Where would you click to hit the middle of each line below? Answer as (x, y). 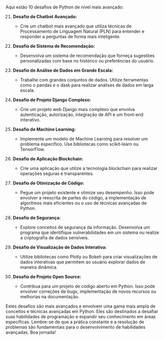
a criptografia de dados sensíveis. (54, 238)
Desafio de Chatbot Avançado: (45, 16)
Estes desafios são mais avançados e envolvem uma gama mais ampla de (81, 306)
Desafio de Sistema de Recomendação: (54, 46)
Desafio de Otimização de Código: (49, 183)
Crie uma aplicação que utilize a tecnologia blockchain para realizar (89, 168)
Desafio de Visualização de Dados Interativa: (60, 247)
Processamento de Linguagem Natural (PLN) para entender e (82, 31)
